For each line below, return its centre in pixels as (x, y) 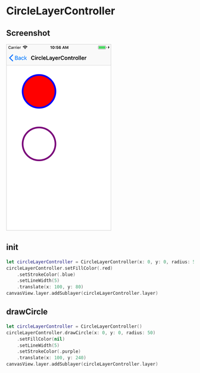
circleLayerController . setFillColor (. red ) (60, 268)
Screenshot (28, 33)
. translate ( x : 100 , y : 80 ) (50, 287)
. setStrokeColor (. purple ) (49, 352)
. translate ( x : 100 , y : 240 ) (51, 358)
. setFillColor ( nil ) (41, 339)
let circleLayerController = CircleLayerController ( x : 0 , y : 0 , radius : (98, 262)
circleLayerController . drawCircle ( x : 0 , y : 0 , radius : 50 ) (81, 332)
